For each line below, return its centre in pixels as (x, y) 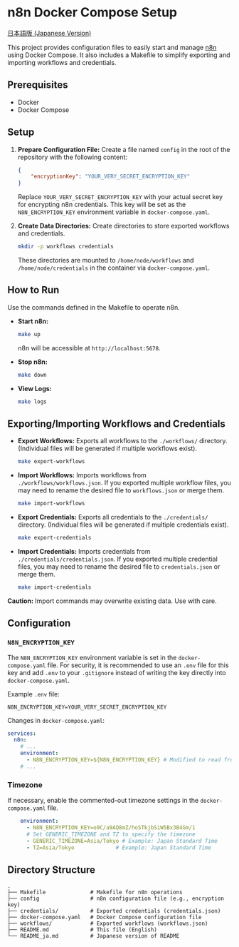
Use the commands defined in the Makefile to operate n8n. (94, 307)
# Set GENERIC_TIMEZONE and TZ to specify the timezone (111, 834)
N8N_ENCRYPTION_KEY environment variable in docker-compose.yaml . (114, 212)
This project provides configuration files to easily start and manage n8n (112, 47)
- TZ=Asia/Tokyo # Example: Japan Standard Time (119, 847)
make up (29, 334)
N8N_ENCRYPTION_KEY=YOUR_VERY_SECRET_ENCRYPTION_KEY (87, 707)
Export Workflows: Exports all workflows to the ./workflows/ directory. (122, 441)
